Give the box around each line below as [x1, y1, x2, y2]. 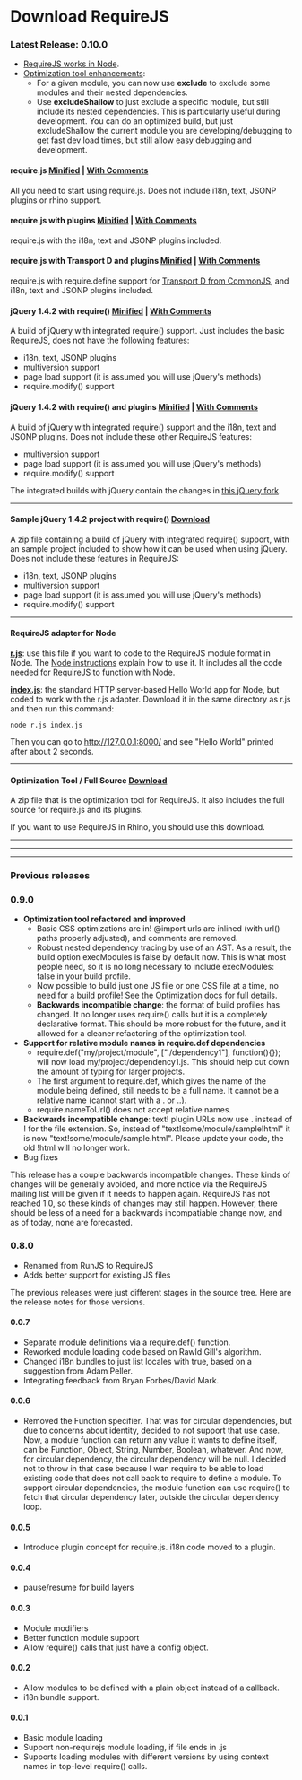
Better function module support [22, 1632, 140, 1643]
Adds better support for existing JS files [22, 1270, 171, 1280]
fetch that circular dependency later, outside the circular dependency [22, 1492, 280, 1503]
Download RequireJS [10, 6, 169, 27]
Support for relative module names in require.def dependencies [22, 1038, 266, 1049]
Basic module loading [22, 1732, 104, 1743]
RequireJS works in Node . [22, 58, 120, 69]
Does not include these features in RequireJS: [10, 553, 180, 563]
